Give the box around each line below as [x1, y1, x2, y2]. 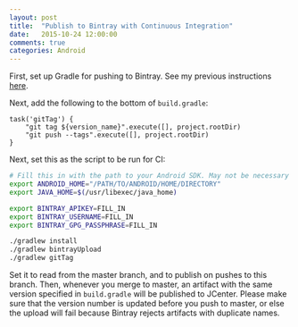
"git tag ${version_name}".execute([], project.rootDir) [25, 122, 242, 132]
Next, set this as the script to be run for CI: [9, 154, 166, 165]
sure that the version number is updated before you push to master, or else [9, 298, 285, 308]
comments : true [9, 38, 66, 47]
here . [9, 80, 29, 91]
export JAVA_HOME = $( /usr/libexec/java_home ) [9, 188, 178, 197]
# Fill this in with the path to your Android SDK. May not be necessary [9, 172, 290, 180]
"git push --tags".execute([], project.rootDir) [25, 130, 210, 139]
